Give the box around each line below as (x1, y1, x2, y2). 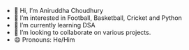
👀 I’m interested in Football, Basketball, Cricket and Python (13, 14, 183, 22)
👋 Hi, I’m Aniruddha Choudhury (13, 7, 103, 14)
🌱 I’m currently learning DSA (13, 21, 96, 29)
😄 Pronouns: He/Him (13, 36, 75, 44)
